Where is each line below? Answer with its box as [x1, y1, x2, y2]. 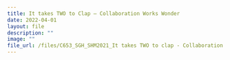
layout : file [7, 23, 45, 30]
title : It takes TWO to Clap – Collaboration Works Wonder [7, 10, 180, 17]
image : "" [7, 36, 36, 43]
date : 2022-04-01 [7, 17, 57, 23]
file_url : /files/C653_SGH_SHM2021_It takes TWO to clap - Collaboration [7, 42, 224, 49]
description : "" [7, 29, 54, 37]
